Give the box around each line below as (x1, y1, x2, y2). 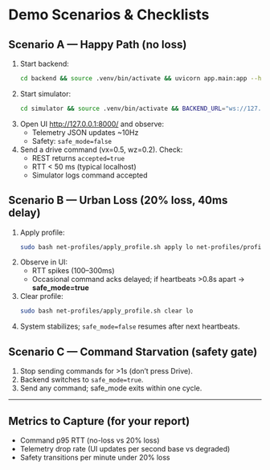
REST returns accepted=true (31, 153, 125, 162)
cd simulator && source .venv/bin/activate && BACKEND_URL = (19, 104, 226, 112)
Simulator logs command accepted (31, 170, 148, 180)
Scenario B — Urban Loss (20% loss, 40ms (8, 194, 228, 207)
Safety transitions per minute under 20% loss (19, 452, 170, 462)
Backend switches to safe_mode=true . (19, 375, 144, 385)
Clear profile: (19, 292, 63, 301)
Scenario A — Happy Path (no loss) (8, 38, 187, 51)
